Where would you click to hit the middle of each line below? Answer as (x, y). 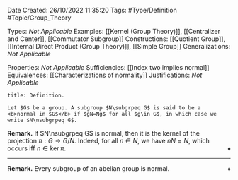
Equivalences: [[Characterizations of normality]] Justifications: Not (105, 75)
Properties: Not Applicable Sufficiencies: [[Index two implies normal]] (108, 67)
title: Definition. (36, 95)
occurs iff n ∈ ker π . (36, 148)
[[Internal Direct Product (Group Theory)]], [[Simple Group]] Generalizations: (119, 46)
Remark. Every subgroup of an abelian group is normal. (89, 168)
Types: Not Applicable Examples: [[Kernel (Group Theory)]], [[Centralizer (114, 31)
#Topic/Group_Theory (39, 18)
